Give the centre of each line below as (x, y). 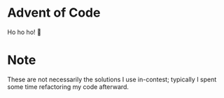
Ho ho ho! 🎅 (24, 32)
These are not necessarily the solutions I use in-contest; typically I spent (112, 79)
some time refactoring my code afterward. (68, 87)
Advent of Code (54, 13)
